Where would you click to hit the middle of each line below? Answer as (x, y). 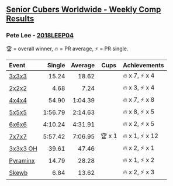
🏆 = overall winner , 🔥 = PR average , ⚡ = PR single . (67, 49)
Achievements (143, 65)
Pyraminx (22, 161)
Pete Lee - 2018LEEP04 (40, 36)
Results (20, 19)
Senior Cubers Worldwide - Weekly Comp (84, 10)
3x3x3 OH (23, 149)
